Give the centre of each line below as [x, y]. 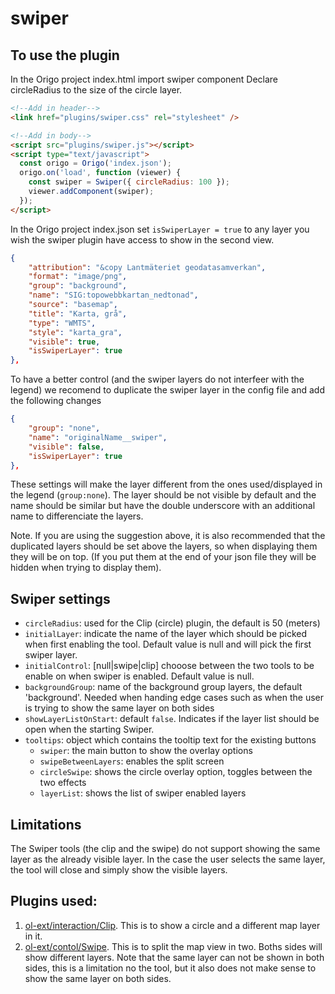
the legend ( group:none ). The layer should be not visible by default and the [163, 495]
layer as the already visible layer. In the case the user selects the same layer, [168, 859]
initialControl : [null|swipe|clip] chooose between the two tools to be [169, 666]
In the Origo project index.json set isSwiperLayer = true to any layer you [160, 229]
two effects [63, 783]
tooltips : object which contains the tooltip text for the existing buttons [170, 740]
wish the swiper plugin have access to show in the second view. [142, 239]
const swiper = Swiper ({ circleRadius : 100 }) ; [129, 182]
